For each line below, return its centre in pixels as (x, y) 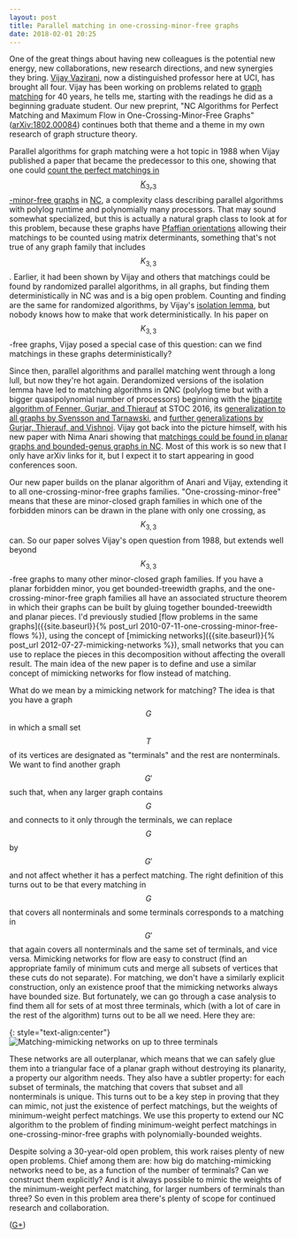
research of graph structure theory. (73, 135)
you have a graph (41, 700)
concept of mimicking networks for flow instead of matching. (120, 673)
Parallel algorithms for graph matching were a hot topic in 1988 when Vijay (145, 151)
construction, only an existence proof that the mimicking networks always (144, 987)
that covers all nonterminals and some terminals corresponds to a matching (147, 912)
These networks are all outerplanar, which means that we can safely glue (142, 1059)
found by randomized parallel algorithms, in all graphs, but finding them (139, 286)
